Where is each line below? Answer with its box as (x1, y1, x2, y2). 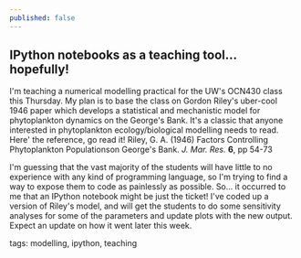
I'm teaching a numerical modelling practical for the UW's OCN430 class (9, 86, 283, 97)
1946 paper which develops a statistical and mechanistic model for (9, 105, 261, 116)
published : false (9, 13, 76, 23)
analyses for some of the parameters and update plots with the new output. (9, 210, 294, 221)
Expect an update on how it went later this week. (9, 220, 192, 231)
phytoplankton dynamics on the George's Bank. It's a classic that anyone (9, 115, 284, 126)
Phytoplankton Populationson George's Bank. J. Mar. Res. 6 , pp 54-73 (9, 144, 274, 156)
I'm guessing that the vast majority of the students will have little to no (9, 162, 273, 173)
